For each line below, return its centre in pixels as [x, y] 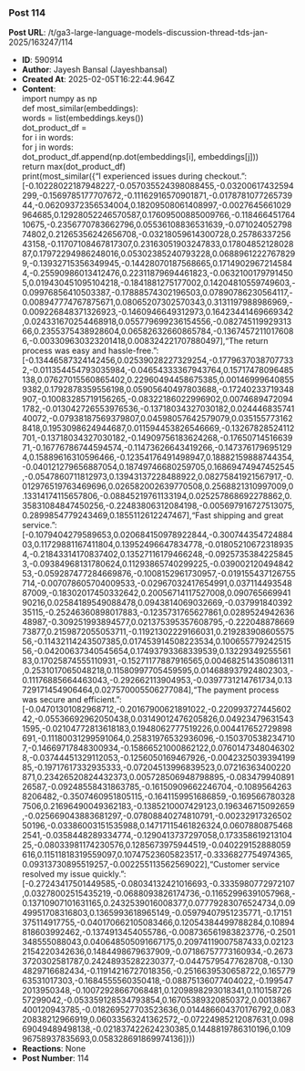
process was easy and [64, 351]
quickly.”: [109, 874]
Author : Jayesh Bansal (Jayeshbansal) [94, 69]
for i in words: [47, 138]
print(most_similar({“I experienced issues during [112, 176]
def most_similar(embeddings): [80, 109]
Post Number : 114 [56, 1058]
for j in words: [47, 147]
